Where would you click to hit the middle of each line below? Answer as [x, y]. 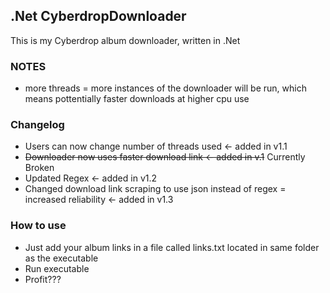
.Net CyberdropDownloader [98, 16]
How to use [38, 226]
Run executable [57, 268]
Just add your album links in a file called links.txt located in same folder [172, 247]
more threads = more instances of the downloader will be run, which [165, 88]
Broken [39, 168]
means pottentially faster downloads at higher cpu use [137, 99]
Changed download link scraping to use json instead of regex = [155, 189]
